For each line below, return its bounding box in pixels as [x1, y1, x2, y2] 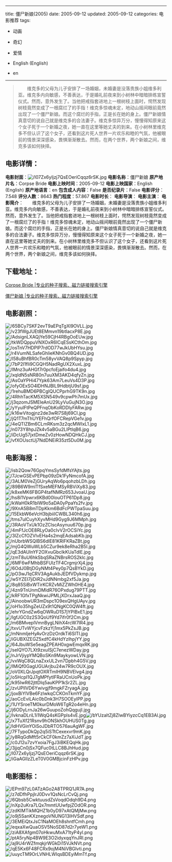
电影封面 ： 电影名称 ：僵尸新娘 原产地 [5, 174, 163, 180]
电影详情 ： [5, 159, 39, 168]
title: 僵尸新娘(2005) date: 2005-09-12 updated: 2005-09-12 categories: [5, 11, 158, 17]
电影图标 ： [5, 772, 39, 781]
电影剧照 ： [5, 309, 39, 318]
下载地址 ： [5, 267, 39, 276]
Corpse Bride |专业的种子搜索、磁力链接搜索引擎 [5, 282, 108, 288]
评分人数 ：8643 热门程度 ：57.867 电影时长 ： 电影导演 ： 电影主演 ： [17, 193, 161, 199]
